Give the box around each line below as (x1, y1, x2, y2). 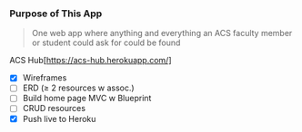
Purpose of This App (9, 7, 103, 20)
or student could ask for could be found (31, 37, 181, 48)
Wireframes (22, 72, 67, 83)
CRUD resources (22, 103, 86, 114)
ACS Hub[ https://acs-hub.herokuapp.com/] (9, 55, 172, 66)
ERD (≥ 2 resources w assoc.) (22, 82, 135, 93)
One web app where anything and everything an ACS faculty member (31, 28, 293, 39)
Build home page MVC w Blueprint (22, 93, 152, 104)
